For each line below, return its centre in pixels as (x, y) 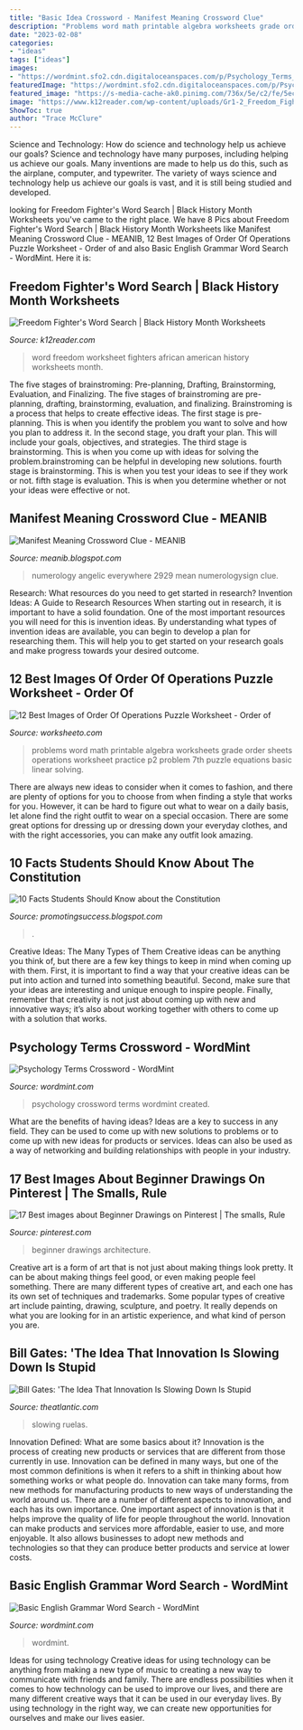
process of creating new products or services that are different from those (147, 1451)
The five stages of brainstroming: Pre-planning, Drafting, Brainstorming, (143, 384)
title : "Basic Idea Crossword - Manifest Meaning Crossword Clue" (137, 18)
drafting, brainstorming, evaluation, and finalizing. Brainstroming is (169, 403)
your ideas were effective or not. (70, 490)
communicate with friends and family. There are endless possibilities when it (151, 1679)
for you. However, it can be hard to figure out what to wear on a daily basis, (149, 806)
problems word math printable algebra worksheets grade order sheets (162, 750)
